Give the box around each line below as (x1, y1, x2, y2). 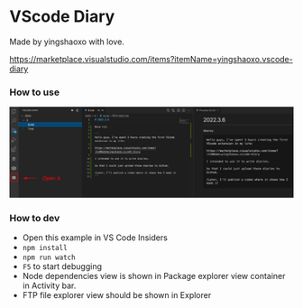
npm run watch (22, 253, 76, 263)
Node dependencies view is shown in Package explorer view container (22, 271, 286, 282)
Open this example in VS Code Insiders (22, 232, 169, 243)
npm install (22, 244, 68, 253)
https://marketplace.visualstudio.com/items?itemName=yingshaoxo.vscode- (9, 53, 293, 64)
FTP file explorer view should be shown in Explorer (22, 290, 212, 301)
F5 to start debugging (22, 261, 102, 272)
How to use (9, 86, 60, 98)
